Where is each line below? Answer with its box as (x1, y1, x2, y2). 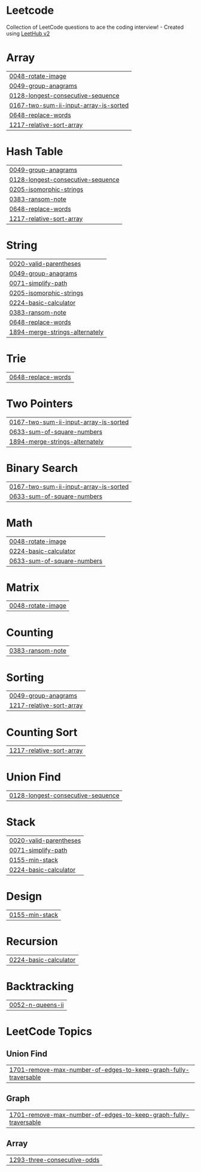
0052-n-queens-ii (9, 1000, 64, 1009)
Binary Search (6, 461, 78, 475)
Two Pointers (6, 397, 74, 410)
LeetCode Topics (6, 1025, 93, 1039)
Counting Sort (6, 725, 78, 739)
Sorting (6, 671, 44, 684)
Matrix (6, 581, 39, 594)
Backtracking (6, 980, 74, 994)
